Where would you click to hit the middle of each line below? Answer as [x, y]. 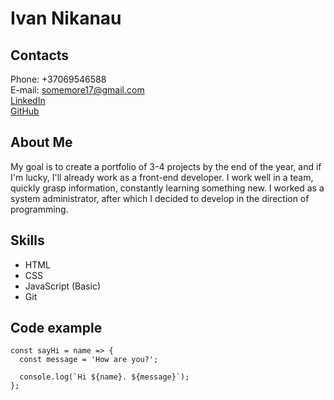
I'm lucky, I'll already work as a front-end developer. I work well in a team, [162, 177]
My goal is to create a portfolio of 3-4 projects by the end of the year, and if [166, 166]
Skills [27, 240]
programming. [39, 209]
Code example [56, 328]
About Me [41, 142]
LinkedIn [28, 100]
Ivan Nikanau [66, 18]
